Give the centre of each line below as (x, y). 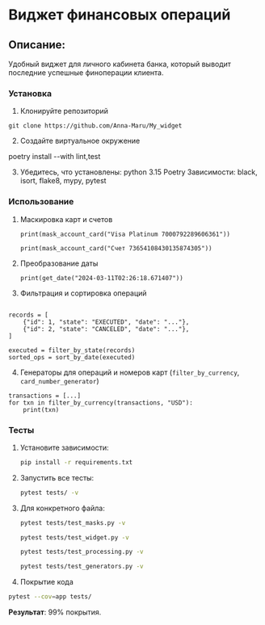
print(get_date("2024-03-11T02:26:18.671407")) (101, 278)
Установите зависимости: (64, 447)
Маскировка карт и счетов (66, 219)
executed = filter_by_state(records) (72, 350)
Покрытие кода (47, 582)
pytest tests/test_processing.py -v (82, 552)
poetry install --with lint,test (55, 157)
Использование (41, 202)
